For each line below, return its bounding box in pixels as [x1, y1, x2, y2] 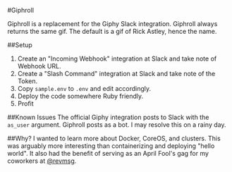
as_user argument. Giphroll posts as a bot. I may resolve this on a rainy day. [7, 121, 226, 129]
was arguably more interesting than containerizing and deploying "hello [7, 142, 215, 150]
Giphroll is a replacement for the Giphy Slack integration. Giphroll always [7, 20, 218, 27]
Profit [17, 99, 34, 108]
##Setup [7, 41, 33, 49]
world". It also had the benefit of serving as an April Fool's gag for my [7, 149, 209, 157]
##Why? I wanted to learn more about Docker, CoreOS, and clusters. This [7, 134, 221, 142]
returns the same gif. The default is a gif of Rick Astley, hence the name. [7, 27, 217, 35]
